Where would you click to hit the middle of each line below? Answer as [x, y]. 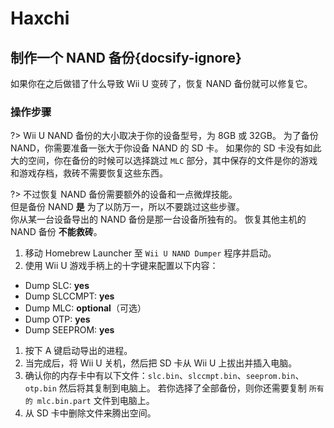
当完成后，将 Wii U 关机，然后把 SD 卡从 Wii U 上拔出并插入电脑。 [161, 363]
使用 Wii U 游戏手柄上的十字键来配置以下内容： [121, 266]
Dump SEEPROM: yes [69, 330]
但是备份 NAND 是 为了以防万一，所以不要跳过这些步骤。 [127, 207]
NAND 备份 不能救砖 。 [56, 232]
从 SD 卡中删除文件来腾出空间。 [90, 413]
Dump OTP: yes [57, 319]
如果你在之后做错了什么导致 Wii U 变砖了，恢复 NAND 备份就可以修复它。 [161, 83]
